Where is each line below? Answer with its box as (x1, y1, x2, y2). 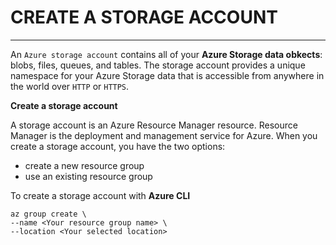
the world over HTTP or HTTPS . (10, 80, 130, 92)
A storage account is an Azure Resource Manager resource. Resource (10, 119, 298, 131)
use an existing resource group (24, 170, 153, 182)
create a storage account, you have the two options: (10, 140, 226, 152)
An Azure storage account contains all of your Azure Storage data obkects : (10, 48, 323, 60)
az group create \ (10, 209, 87, 219)
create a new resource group (24, 159, 145, 171)
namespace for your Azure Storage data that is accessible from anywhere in (10, 69, 325, 81)
